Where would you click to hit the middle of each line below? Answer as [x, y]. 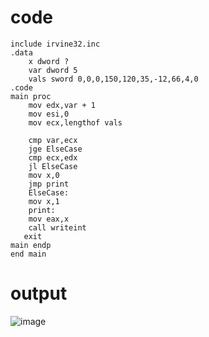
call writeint [57, 227]
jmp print [49, 184]
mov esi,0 [49, 114]
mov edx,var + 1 [62, 105]
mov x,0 [44, 175]
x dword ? [49, 61]
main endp [31, 245]
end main [28, 254]
